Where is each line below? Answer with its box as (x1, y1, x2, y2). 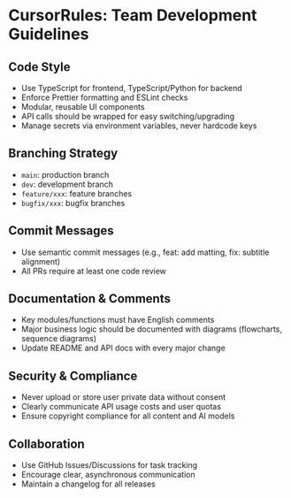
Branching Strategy (8, 146, 119, 161)
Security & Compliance (8, 368, 138, 383)
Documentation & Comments (8, 291, 172, 306)
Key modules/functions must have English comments (20, 315, 215, 326)
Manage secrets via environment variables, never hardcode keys (20, 120, 257, 131)
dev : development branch (20, 179, 114, 189)
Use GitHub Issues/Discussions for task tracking (20, 460, 198, 471)
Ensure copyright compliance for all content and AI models (20, 410, 235, 421)
